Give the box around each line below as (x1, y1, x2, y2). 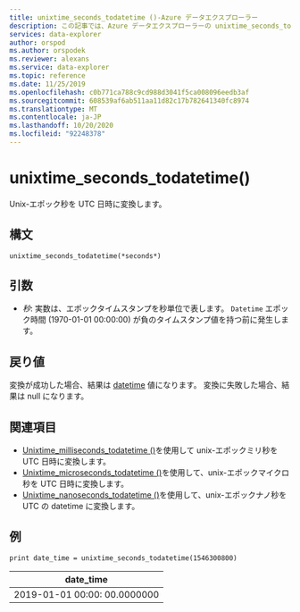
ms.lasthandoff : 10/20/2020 (9, 122, 114, 130)
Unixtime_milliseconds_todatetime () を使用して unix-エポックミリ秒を (21, 445, 279, 456)
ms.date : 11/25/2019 (9, 80, 87, 88)
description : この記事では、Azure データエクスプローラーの (9, 21, 212, 30)
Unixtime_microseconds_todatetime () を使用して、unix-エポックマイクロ (21, 467, 290, 478)
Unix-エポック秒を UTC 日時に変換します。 (9, 198, 167, 209)
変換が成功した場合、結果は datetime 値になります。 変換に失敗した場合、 (9, 380, 282, 390)
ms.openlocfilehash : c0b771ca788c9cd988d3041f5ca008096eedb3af (9, 88, 250, 96)
